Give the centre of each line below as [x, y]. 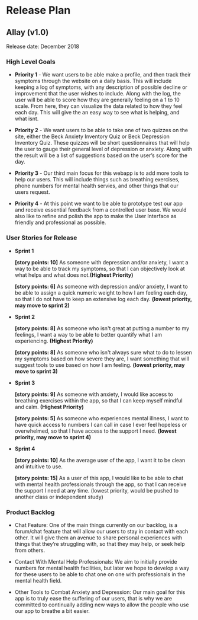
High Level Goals [31, 62]
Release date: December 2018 [43, 46]
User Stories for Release [42, 238]
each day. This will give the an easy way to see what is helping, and [97, 113]
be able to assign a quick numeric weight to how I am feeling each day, [101, 293]
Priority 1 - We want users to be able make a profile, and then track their [103, 75]
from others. [30, 550]
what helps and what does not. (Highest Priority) [74, 275]
